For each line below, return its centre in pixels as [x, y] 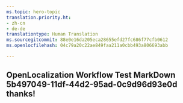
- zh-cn [16, 23]
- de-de [16, 29]
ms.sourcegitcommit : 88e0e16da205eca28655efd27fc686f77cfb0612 [87, 40]
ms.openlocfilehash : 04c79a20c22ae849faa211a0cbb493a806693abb [87, 46]
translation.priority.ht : [39, 17]
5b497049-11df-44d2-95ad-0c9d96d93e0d [92, 85]
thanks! [21, 94]
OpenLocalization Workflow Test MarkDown [91, 75]
